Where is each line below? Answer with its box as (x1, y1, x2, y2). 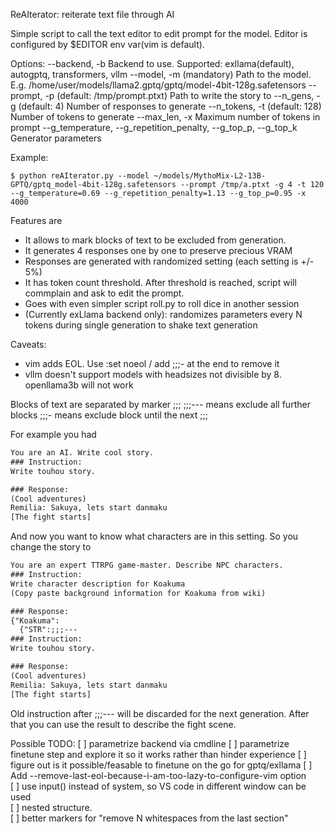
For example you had (10, 429, 97, 440)
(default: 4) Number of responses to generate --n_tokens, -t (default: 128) (18, 100, 322, 112)
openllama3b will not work (24, 379, 134, 391)
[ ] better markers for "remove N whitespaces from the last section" (10, 812, 289, 824)
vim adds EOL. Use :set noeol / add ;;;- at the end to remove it (24, 358, 280, 369)
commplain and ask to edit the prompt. (24, 287, 185, 299)
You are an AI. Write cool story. (10, 448, 155, 458)
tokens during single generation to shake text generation (24, 319, 258, 331)
